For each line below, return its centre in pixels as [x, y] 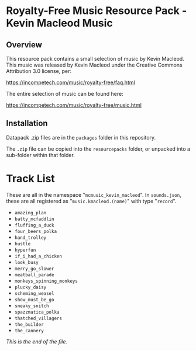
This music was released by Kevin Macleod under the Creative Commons [94, 65]
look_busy [27, 262]
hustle [23, 244]
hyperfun [25, 250]
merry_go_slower [34, 269]
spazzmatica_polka [37, 312]
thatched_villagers [38, 318]
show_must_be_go [34, 300]
